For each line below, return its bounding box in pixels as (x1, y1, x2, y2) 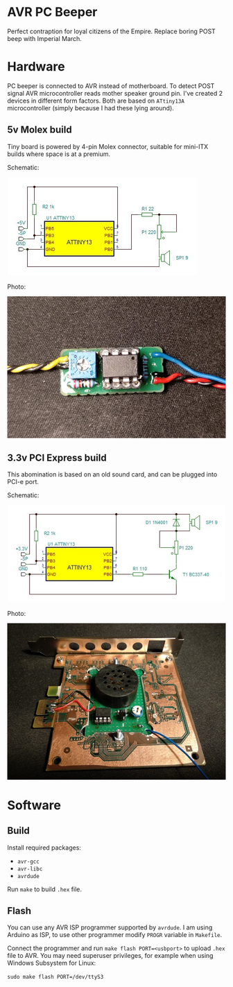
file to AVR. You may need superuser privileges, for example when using (7, 952, 214, 960)
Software (7, 797, 61, 813)
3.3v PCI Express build (7, 452, 107, 463)
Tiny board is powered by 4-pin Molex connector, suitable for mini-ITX (7, 142, 209, 151)
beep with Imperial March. (7, 34, 82, 42)
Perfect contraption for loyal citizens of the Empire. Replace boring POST (7, 27, 216, 35)
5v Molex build (7, 124, 72, 136)
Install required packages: (7, 843, 82, 852)
